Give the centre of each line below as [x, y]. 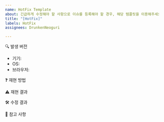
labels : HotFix [20, 23]
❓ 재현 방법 [15, 80]
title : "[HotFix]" [24, 19]
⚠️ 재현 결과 [16, 92]
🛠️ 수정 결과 [16, 102]
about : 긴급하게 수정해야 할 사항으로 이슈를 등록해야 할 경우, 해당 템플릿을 [72, 14]
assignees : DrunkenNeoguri [32, 28]
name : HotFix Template [28, 10]
